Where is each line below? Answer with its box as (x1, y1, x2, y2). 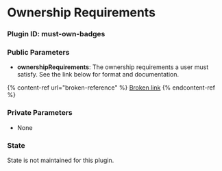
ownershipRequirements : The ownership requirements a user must (16, 63, 209, 71)
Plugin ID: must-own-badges (7, 29, 106, 39)
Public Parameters (7, 48, 70, 57)
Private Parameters (7, 108, 73, 118)
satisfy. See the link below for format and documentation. (16, 70, 180, 79)
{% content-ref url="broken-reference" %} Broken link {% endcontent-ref (7, 83, 216, 92)
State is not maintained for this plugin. (7, 156, 114, 164)
